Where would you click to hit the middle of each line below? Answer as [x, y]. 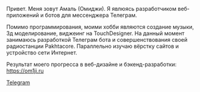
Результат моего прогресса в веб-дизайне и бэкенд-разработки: [91, 64]
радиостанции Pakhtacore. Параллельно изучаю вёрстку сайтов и [93, 46]
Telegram [18, 82]
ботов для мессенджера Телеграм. [91, 15]
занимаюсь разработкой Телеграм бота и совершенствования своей [97, 40]
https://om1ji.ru [25, 71]
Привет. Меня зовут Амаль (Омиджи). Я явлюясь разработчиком [91, 9]
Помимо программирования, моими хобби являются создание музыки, [100, 27]
